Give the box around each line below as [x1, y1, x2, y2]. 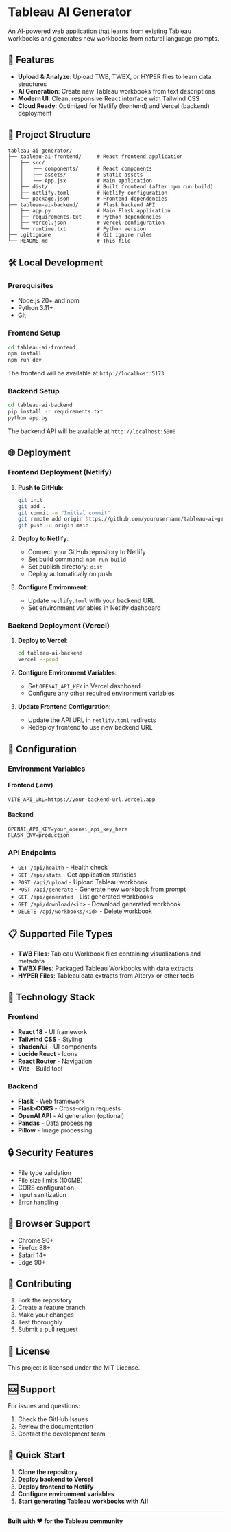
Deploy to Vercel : [17, 637, 68, 645]
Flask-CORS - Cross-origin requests [17, 1104, 121, 1113]
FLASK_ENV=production [8, 831, 70, 839]
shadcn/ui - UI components [17, 1042, 97, 1051]
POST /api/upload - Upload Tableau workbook [17, 878, 148, 886]
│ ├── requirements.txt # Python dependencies [8, 213, 162, 220]
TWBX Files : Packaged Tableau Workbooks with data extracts [17, 964, 194, 973]
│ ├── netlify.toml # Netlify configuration [8, 189, 168, 196]
